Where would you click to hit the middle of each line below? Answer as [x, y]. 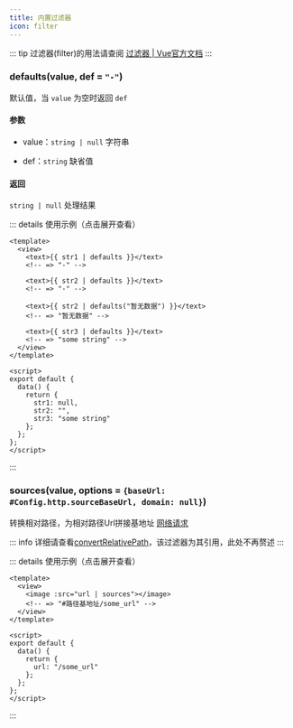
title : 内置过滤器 [41, 18]
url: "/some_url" [66, 667]
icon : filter [34, 26]
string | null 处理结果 [53, 205]
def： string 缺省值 [58, 161]
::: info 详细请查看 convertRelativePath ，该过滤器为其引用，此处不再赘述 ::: [146, 542]
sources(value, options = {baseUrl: [88, 490]
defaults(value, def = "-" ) [66, 77]
